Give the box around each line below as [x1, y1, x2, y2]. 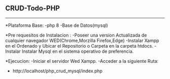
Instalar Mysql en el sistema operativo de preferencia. [22, 48, 134, 54]
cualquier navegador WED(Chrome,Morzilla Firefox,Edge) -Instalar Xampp [5, 37, 159, 44]
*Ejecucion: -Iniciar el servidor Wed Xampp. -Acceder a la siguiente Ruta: [5, 58, 158, 64]
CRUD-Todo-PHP [5, 4, 60, 13]
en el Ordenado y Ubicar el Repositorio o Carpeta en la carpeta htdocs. [5, 43, 153, 49]
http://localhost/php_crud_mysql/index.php [12, 68, 103, 74]
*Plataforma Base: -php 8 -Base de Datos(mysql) [5, 22, 108, 28]
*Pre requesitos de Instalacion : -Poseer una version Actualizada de [5, 32, 147, 38]
